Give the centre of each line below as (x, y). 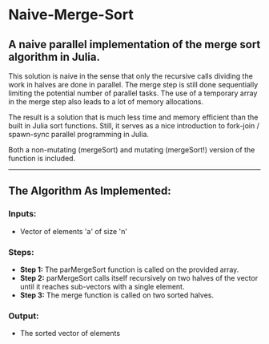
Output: (24, 316)
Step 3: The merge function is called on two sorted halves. (117, 295)
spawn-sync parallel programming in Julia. (79, 134)
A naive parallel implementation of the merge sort (134, 45)
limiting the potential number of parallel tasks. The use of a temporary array (133, 93)
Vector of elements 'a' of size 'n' (74, 231)
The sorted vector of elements (70, 334)
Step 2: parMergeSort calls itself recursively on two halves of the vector (139, 277)
